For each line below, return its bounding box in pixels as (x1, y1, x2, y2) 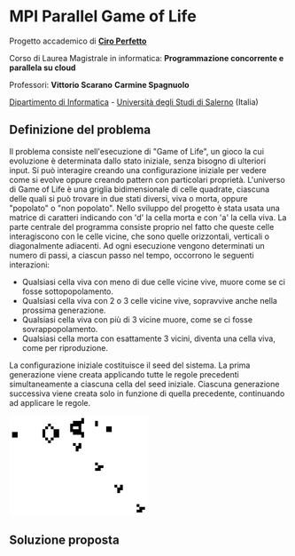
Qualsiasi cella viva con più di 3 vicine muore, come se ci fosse (21, 314, 253, 325)
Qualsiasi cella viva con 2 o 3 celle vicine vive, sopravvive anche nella (21, 295, 277, 306)
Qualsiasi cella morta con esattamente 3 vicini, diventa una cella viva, (21, 333, 276, 344)
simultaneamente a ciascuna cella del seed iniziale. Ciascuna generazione (9, 378, 280, 389)
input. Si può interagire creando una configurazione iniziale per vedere (9, 164, 268, 175)
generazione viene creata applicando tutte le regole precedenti (9, 369, 239, 379)
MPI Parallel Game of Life (9, 6, 197, 27)
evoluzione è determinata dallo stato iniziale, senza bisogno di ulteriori (9, 155, 267, 166)
